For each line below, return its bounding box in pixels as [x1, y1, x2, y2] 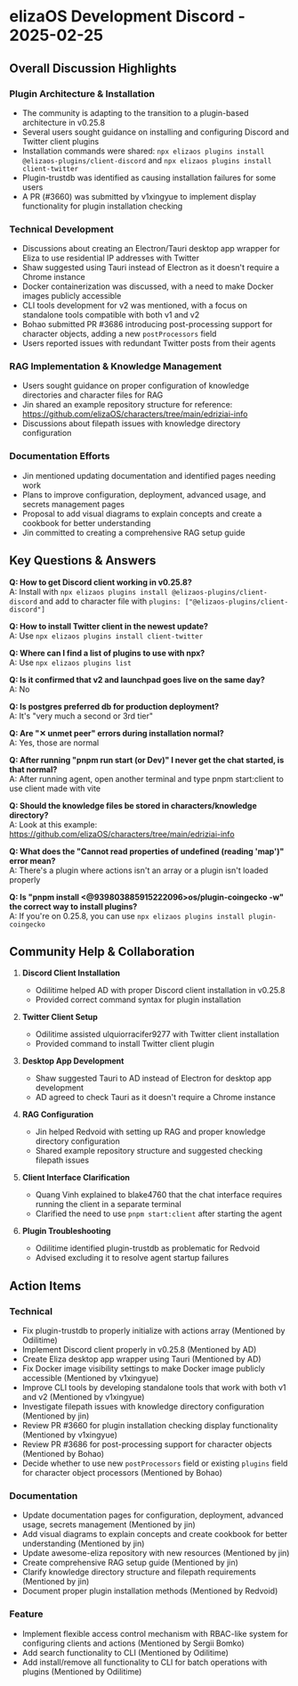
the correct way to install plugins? [9, 901, 138, 911]
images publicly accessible [21, 291, 122, 301]
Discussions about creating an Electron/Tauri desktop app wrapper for [21, 243, 280, 254]
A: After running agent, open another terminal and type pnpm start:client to [9, 773, 285, 784]
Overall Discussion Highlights [9, 61, 177, 76]
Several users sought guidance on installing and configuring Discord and [21, 127, 289, 137]
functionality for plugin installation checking [21, 201, 183, 211]
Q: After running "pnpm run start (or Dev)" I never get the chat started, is [9, 754, 285, 765]
